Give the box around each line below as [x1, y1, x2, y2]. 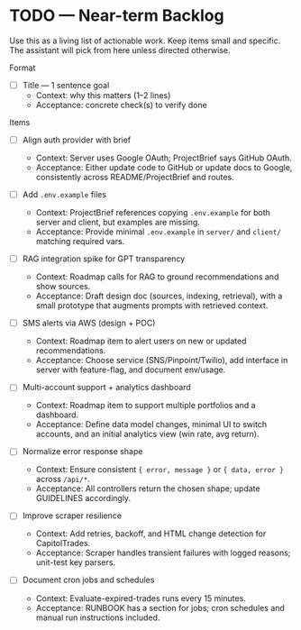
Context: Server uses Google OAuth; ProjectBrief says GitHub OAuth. [35, 152, 293, 163]
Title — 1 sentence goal [22, 79, 110, 90]
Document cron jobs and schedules [22, 574, 155, 586]
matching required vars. [35, 236, 125, 247]
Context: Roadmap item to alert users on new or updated [35, 335, 247, 347]
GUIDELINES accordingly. [35, 493, 132, 504]
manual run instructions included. [35, 612, 160, 623]
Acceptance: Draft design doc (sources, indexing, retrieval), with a [35, 290, 283, 302]
